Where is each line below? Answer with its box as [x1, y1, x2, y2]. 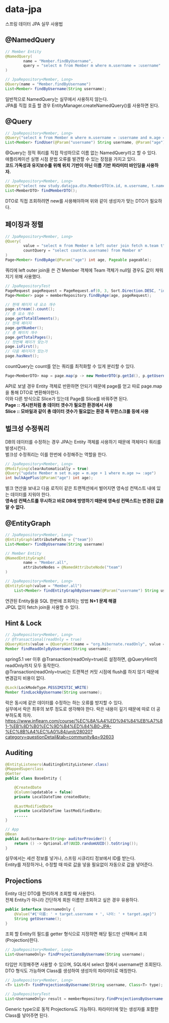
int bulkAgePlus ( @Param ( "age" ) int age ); [5, 475, 94, 481]
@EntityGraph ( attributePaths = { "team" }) [5, 537, 94, 542]
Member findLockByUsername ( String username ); [5, 689, 102, 695]
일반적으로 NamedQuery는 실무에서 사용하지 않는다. [5, 96, 108, 102]
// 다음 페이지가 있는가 [5, 349, 48, 354]
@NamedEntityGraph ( [5, 555, 46, 560]
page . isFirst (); [5, 344, 39, 349]
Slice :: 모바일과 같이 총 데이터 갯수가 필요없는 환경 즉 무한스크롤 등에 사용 [5, 408, 149, 414]
